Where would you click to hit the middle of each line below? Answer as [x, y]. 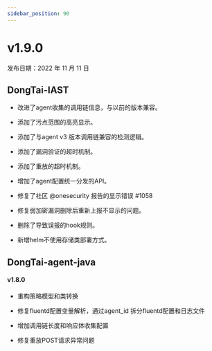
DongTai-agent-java [51, 262]
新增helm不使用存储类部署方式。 [64, 240]
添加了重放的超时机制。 [51, 166]
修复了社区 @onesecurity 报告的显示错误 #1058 [85, 196]
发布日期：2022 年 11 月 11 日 [48, 68]
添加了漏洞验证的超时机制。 [57, 152]
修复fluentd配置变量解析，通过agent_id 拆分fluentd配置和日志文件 [111, 310]
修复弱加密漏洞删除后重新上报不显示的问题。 [81, 210]
